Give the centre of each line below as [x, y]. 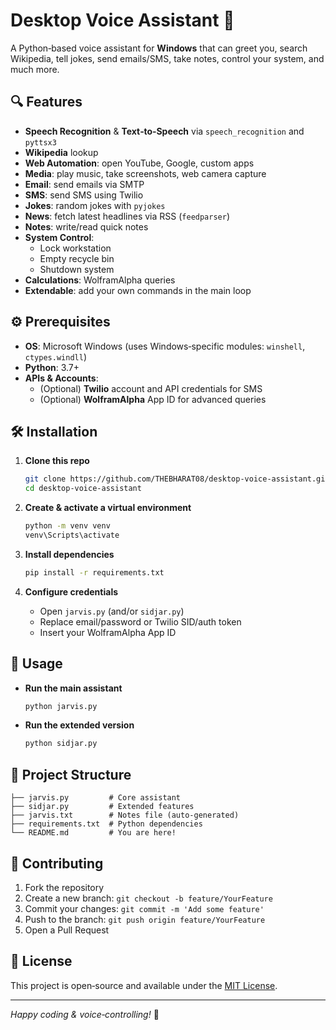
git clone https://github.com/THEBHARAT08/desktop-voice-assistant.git [177, 479]
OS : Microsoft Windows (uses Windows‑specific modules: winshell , [165, 346]
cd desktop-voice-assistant [83, 489]
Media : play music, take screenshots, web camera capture [145, 173]
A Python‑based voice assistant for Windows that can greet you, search [159, 48]
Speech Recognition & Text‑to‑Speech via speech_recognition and [164, 131]
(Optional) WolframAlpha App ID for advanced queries [153, 399]
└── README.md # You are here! [93, 833]
